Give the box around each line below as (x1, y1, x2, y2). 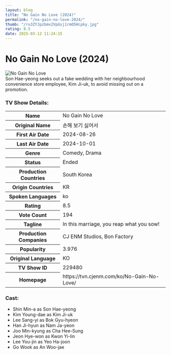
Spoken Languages (9, 193, 57, 200)
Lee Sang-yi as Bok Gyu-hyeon (12, 317, 78, 323)
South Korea (63, 171, 93, 178)
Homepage (19, 276, 47, 283)
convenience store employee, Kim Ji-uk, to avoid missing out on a (5, 81, 144, 87)
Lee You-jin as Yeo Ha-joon (12, 339, 70, 345)
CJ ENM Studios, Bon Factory (63, 233, 133, 240)
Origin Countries (12, 184, 53, 191)
